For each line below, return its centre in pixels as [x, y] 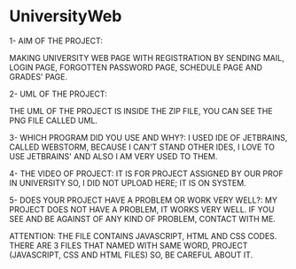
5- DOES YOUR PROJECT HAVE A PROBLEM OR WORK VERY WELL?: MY [143, 200]
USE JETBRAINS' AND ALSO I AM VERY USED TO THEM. [113, 156]
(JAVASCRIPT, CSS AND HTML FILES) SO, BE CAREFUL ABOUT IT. [131, 255]
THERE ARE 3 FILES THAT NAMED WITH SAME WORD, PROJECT [129, 245]
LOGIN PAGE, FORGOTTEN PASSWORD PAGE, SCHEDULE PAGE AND [136, 67]
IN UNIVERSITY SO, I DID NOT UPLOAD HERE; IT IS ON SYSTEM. [128, 182]
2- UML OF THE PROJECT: [58, 94]
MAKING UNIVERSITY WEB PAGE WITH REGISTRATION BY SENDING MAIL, [147, 58]
